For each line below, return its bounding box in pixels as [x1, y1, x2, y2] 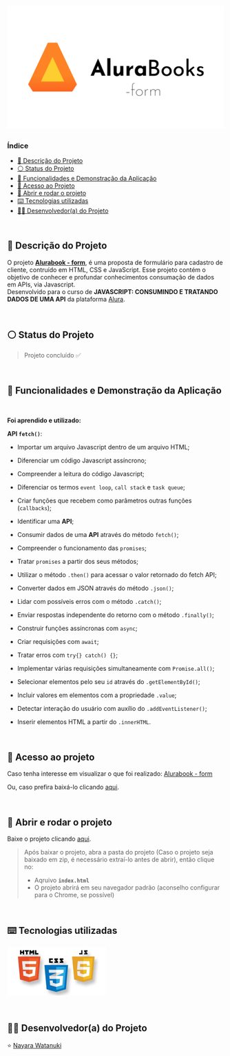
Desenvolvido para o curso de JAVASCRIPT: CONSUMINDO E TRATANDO [7, 287, 218, 295]
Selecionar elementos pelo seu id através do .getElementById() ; [17, 678, 200, 686]
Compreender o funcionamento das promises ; [17, 544, 147, 552]
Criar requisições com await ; [17, 638, 99, 646]
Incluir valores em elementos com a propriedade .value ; [17, 691, 177, 699]
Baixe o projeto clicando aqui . [7, 834, 92, 843]
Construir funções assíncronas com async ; [17, 624, 138, 633]
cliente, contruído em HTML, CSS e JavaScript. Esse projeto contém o [7, 265, 207, 274]
